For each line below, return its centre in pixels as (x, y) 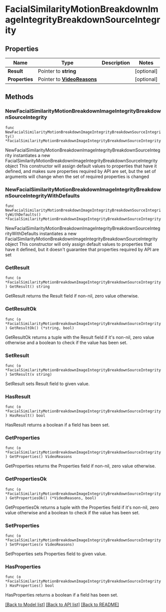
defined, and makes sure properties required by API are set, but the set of (81, 171)
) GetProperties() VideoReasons (39, 457)
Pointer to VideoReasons (67, 79)
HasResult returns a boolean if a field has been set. (58, 425)
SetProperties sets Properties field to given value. (56, 554)
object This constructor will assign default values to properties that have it (81, 166)
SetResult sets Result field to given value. (47, 383)
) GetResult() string (28, 287)
